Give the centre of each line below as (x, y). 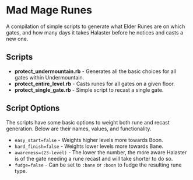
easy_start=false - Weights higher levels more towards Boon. (89, 140)
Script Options (33, 108)
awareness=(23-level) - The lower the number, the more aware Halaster (101, 152)
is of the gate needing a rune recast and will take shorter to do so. (94, 158)
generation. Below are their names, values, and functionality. (79, 129)
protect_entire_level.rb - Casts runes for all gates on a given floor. (94, 84)
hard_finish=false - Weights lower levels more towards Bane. (89, 146)
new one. (17, 39)
